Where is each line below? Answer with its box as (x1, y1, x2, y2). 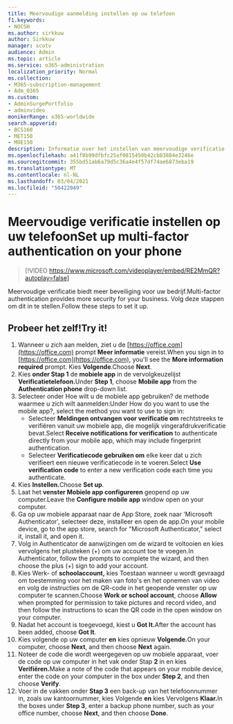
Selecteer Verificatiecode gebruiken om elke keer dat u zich (28, 451, 203, 459)
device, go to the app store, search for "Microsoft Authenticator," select (17, 525, 222, 533)
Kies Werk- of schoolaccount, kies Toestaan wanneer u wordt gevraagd (17, 569, 225, 577)
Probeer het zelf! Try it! (8, 322, 108, 334)
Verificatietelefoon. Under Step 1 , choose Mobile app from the (17, 377, 197, 386)
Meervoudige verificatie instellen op (8, 214, 221, 230)
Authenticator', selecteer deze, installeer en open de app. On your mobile (17, 517, 225, 526)
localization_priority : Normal (8, 68, 98, 75)
